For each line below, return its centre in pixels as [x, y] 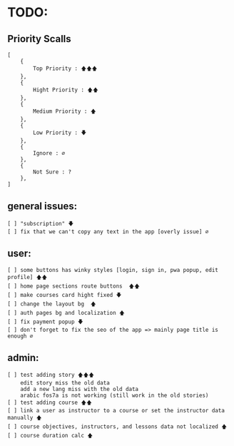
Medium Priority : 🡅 [65, 111]
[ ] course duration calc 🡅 [50, 436]
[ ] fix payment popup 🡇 [45, 322]
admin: [23, 358]
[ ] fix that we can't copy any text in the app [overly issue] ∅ [108, 232]
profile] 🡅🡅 [27, 277]
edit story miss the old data [65, 383]
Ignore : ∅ [49, 153]
